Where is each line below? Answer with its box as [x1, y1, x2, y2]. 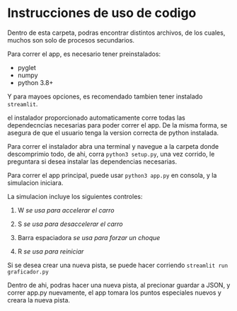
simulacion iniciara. [7, 179, 64, 187]
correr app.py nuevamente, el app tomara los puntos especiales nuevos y [7, 288, 221, 297]
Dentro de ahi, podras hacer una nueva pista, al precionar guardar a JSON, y [7, 281, 231, 289]
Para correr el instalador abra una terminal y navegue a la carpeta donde [7, 142, 219, 150]
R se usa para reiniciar [17, 247, 84, 256]
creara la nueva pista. [7, 295, 71, 304]
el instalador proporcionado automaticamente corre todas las [7, 113, 185, 122]
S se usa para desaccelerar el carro [17, 220, 123, 228]
